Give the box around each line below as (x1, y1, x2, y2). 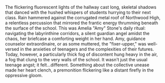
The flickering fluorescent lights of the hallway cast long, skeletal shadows (5, 4, 157, 10)
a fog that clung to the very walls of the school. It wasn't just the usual (5, 57, 148, 62)
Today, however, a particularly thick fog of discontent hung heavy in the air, (5, 51, 158, 57)
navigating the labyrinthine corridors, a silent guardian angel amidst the (5, 31, 150, 36)
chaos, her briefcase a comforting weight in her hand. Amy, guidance (5, 36, 146, 41)
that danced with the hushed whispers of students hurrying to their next (5, 9, 151, 15)
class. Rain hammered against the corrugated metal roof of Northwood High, (5, 15, 161, 20)
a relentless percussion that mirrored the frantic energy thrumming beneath (5, 20, 159, 26)
